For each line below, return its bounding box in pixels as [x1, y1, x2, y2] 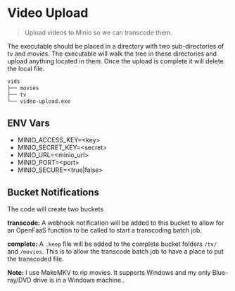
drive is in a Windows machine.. [32, 276, 125, 285]
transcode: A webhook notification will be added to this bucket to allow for [7, 218, 224, 227]
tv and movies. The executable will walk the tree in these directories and [7, 49, 217, 58]
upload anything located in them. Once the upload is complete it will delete [7, 56, 224, 65]
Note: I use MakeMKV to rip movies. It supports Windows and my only [7, 268, 211, 277]
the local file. [7, 64, 45, 73]
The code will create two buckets [7, 205, 104, 213]
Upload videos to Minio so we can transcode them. [24, 28, 172, 37]
